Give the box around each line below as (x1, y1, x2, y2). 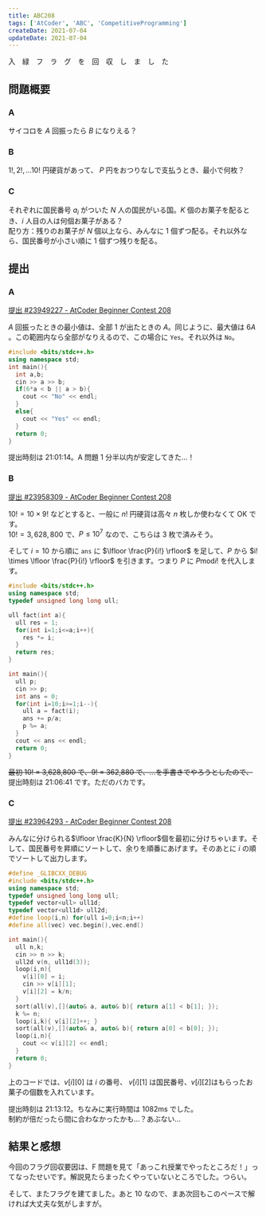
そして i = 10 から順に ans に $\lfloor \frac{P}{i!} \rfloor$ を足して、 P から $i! (8, 546, 259, 556)
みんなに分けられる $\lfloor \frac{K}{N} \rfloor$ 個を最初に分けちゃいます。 (8, 833, 252, 843)
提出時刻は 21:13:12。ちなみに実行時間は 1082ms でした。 (8, 1104, 198, 1113)
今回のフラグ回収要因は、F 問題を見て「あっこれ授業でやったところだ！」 (8, 1162, 252, 1172)
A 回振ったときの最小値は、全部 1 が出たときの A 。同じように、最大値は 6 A (8, 322, 256, 332)
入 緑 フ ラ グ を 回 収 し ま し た (8, 57, 169, 66)
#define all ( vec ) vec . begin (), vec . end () (8, 922, 145, 930)
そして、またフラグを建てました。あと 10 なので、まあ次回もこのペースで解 (8, 1189, 256, 1198)
